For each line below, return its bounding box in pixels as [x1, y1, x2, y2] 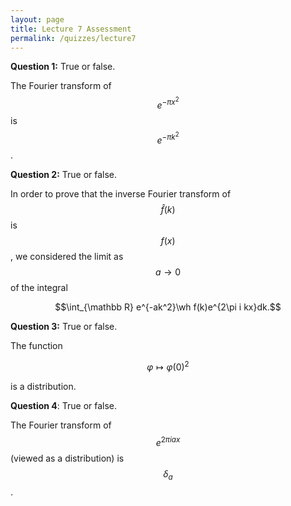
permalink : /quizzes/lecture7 [10, 33, 137, 43]
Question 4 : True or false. [10, 400, 118, 412]
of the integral [10, 282, 68, 294]
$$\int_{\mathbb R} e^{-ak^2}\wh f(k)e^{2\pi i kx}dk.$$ [54, 301, 282, 313]
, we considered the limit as [10, 251, 124, 263]
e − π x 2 [156, 96, 180, 111]
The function [10, 340, 63, 352]
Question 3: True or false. [10, 321, 118, 333]
